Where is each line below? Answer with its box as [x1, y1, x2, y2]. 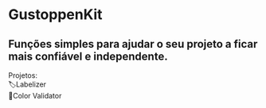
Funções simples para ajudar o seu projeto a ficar [8, 37, 258, 51]
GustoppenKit [8, 6, 103, 24]
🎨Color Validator [8, 91, 62, 100]
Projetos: [8, 71, 38, 80]
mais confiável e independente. [8, 49, 169, 63]
